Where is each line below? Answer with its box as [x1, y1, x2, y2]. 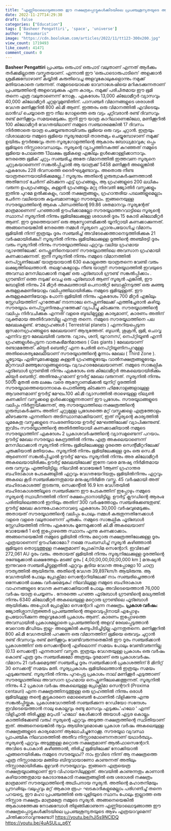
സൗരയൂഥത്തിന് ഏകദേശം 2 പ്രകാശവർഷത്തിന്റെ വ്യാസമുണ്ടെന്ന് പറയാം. [5, 431, 160, 437]
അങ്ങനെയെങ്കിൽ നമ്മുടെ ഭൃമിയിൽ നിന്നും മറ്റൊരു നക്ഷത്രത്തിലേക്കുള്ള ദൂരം [5, 533, 160, 539]
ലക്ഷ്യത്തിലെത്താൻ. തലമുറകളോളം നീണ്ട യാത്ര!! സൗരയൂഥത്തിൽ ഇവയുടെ [5, 264, 162, 270]
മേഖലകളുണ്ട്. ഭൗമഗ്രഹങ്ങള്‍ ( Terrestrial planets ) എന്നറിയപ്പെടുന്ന [5, 322, 145, 328]
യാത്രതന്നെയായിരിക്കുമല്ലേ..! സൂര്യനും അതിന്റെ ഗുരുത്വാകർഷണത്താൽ [5, 173, 153, 179]
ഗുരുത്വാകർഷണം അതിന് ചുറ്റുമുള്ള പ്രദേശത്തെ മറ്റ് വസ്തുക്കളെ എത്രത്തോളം [5, 408, 161, 414]
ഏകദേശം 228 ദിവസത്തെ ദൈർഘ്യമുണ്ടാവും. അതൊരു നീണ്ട [5, 167, 134, 173]
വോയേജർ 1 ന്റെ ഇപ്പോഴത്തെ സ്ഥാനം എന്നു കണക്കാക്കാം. [5, 528, 128, 534]
